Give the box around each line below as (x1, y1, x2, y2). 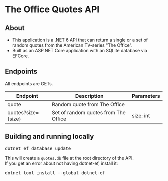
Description (75, 92, 104, 99)
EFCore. (12, 53, 29, 59)
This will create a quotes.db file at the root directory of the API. (5, 155, 134, 161)
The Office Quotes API (5, 4, 100, 15)
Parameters (132, 92, 160, 99)
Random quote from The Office (52, 101, 125, 108)
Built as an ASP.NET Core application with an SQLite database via (12, 48, 147, 53)
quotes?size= (7, 109, 39, 116)
